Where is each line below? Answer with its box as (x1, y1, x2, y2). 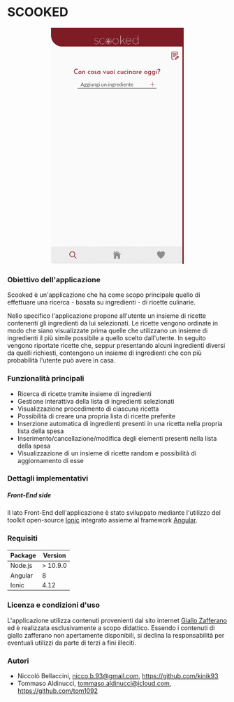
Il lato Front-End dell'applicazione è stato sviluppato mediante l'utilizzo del (7, 509, 221, 517)
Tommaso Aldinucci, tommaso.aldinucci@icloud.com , (17, 679, 172, 688)
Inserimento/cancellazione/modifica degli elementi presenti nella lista (17, 434, 217, 442)
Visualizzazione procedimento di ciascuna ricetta (17, 404, 159, 413)
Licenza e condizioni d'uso (7, 600, 100, 610)
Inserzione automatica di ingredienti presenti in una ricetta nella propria (17, 419, 223, 427)
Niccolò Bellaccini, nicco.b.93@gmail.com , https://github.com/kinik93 (17, 672, 219, 680)
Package (10, 551, 36, 560)
